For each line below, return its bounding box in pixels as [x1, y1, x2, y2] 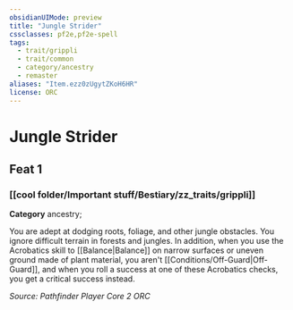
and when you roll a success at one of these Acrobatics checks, [41, 264, 279, 275]
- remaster [17, 71, 58, 80]
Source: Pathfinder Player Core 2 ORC [9, 291, 151, 302]
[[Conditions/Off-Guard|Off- [164, 255, 269, 265]
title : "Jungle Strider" [9, 21, 102, 30]
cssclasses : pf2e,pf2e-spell [9, 29, 118, 38]
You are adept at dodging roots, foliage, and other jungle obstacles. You [9, 226, 275, 237]
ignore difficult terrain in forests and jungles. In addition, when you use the [9, 236, 284, 247]
